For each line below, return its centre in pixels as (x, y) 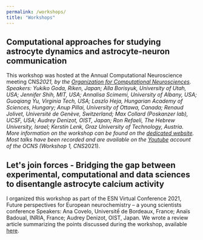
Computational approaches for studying (84, 42)
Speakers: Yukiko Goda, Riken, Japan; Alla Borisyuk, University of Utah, (96, 88)
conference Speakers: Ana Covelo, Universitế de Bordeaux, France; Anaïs (98, 212)
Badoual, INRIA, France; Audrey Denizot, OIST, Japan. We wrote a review (97, 218)
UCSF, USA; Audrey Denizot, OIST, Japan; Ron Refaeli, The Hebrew (91, 120)
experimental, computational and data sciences (98, 174)
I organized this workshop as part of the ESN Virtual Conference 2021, (94, 199)
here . (13, 231)
